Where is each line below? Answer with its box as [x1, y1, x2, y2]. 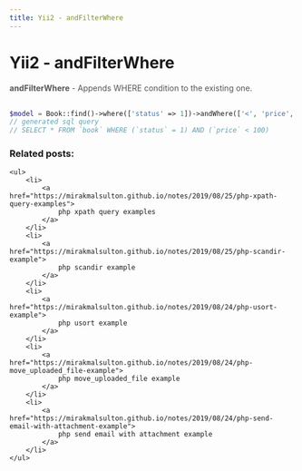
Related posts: [9, 147, 74, 160]
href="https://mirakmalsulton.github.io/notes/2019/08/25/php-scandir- [9, 247, 286, 257]
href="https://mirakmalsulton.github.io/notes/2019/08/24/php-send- [9, 414, 274, 423]
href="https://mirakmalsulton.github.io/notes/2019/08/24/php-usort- [9, 303, 278, 312]
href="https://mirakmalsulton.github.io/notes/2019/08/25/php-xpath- [9, 191, 278, 201]
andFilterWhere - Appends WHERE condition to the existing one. [9, 83, 253, 93]
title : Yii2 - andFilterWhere [9, 13, 124, 23]
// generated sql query [9, 117, 100, 127]
